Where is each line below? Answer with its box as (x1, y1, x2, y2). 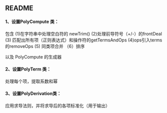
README (5, 4, 33, 12)
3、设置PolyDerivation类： (5, 90, 61, 96)
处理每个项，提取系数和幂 (5, 78, 58, 84)
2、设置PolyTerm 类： (5, 66, 51, 72)
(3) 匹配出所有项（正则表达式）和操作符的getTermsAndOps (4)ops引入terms (5, 37, 163, 43)
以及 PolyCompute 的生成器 (5, 53, 62, 59)
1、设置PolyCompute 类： (5, 18, 59, 24)
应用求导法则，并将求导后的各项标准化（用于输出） (5, 102, 110, 108)
